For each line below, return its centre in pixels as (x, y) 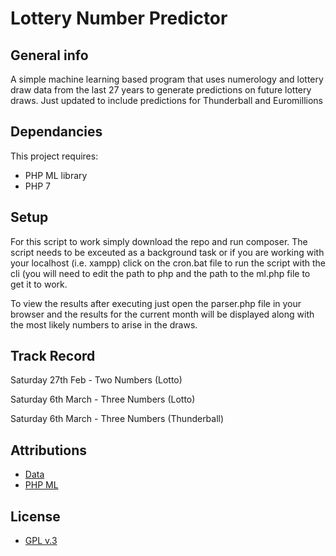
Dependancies (56, 132)
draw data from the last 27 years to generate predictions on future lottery (161, 90)
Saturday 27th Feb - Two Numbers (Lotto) (96, 380)
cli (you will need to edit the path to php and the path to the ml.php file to (160, 273)
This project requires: (54, 156)
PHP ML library (56, 175)
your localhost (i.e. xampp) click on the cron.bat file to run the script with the (168, 263)
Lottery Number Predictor (119, 18)
